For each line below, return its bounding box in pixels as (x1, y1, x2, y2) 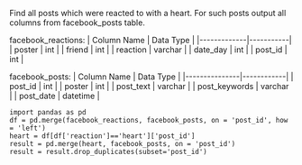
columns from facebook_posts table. (9, 17, 146, 28)
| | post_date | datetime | (9, 90, 101, 101)
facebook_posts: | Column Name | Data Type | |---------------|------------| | (9, 71, 294, 82)
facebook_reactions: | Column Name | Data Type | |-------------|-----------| (9, 35, 293, 45)
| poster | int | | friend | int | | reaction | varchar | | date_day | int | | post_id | (9, 44, 288, 55)
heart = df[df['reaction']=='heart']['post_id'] (9, 132, 196, 141)
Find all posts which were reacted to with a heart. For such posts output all (9, 8, 287, 18)
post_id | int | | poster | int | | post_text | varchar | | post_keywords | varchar (9, 81, 289, 91)
